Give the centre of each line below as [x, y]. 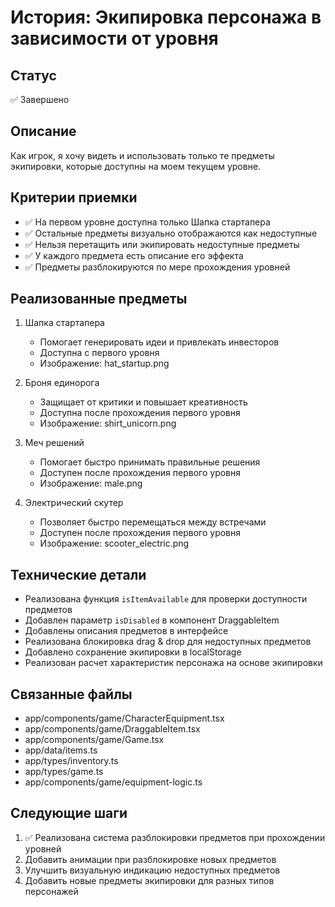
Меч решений [54, 443]
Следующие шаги [69, 813]
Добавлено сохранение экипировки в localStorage [133, 652]
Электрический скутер [74, 503]
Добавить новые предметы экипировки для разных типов [149, 880]
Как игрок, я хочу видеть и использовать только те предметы [142, 155]
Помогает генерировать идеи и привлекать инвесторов [159, 342]
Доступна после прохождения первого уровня [140, 413]
